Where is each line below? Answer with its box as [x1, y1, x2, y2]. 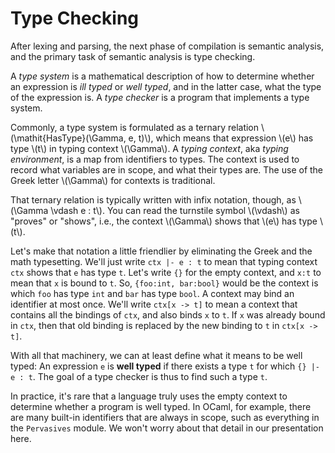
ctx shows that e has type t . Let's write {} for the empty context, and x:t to [10, 266, 322, 278]
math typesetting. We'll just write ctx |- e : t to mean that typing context [10, 255, 318, 267]
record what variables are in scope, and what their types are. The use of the [10, 163, 324, 176]
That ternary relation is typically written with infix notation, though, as [10, 193, 297, 206]
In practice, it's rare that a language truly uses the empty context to [10, 390, 288, 402]
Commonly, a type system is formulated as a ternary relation [10, 121, 260, 133]
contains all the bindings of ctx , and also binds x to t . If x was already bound [10, 308, 326, 321]
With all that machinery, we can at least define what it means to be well [10, 349, 303, 361]
